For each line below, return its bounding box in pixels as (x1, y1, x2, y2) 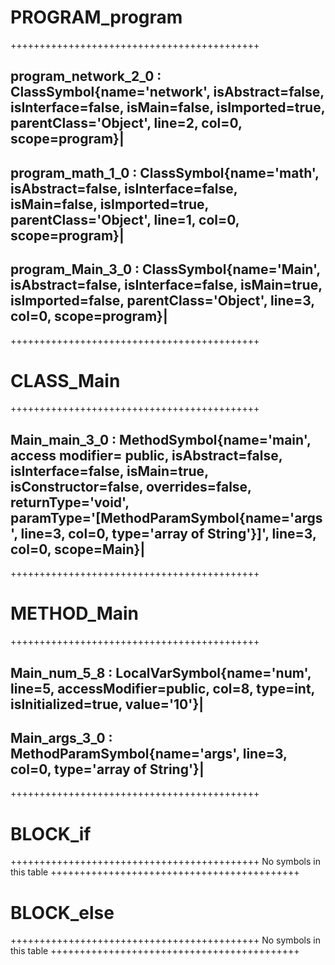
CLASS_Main (10, 369, 121, 392)
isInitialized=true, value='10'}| (10, 696, 205, 713)
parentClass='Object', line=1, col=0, (10, 211, 240, 228)
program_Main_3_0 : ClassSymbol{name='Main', (10, 261, 321, 278)
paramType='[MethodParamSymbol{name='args (10, 509, 323, 526)
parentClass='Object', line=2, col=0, (10, 115, 243, 132)
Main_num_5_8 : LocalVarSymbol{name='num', (10, 664, 312, 681)
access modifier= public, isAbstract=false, (10, 447, 283, 464)
